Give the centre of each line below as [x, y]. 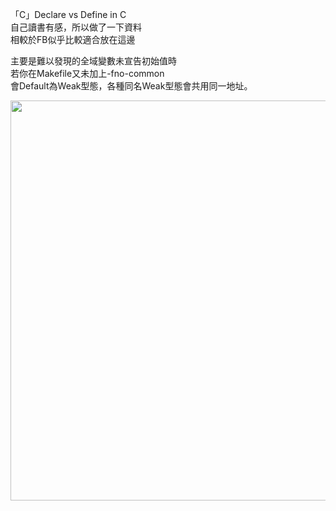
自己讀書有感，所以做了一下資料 [76, 27]
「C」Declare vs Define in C [68, 14]
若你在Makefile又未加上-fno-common [87, 73]
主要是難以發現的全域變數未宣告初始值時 [93, 61]
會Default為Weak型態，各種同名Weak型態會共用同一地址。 [131, 86]
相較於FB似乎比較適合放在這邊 [73, 39]
